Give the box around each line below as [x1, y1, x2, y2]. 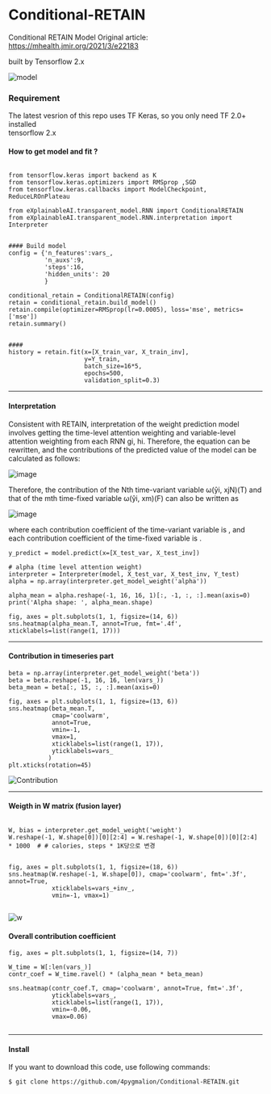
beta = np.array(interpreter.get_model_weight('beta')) [8, 669, 200, 677]
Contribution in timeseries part [8, 651, 115, 661]
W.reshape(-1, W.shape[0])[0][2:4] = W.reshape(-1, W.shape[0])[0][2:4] [8, 834, 258, 842]
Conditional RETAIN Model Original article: [8, 32, 148, 42]
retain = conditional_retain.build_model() [8, 299, 157, 307]
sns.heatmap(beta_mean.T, [8, 705, 95, 713]
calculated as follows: [8, 453, 81, 463]
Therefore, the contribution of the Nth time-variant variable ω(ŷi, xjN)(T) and [8, 485, 262, 494]
